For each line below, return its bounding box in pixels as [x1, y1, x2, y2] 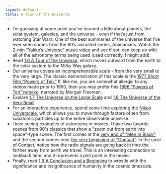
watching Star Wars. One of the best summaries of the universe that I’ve [12, 36, 161, 42]
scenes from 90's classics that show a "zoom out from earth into [12, 126, 145, 132]
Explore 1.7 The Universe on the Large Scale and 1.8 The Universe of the [12, 94, 161, 100]
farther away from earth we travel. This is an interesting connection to [12, 147, 156, 153]
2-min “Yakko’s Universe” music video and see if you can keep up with [12, 47, 158, 53]
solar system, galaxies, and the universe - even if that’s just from [12, 31, 145, 37]
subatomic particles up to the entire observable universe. [12, 115, 130, 121]
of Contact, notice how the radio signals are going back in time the [12, 142, 149, 148]
